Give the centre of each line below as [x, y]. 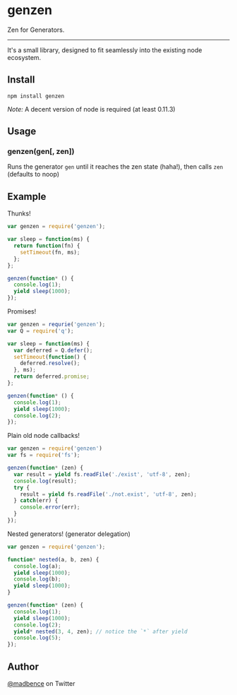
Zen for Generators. [36, 30]
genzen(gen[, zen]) [41, 152]
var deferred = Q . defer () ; [53, 350]
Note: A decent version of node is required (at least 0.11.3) [91, 109]
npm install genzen [36, 96]
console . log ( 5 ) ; [37, 638]
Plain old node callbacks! [43, 436]
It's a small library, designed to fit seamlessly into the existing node [105, 50]
